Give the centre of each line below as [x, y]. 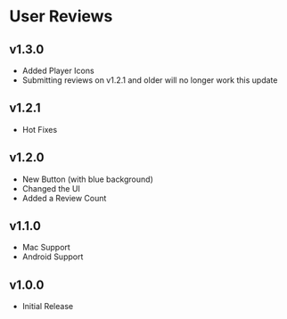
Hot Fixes [40, 129]
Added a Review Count [64, 198]
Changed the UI [51, 188]
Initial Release [48, 307]
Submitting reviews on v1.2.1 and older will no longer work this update [150, 80]
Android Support [53, 257]
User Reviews [61, 16]
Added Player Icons [58, 70]
